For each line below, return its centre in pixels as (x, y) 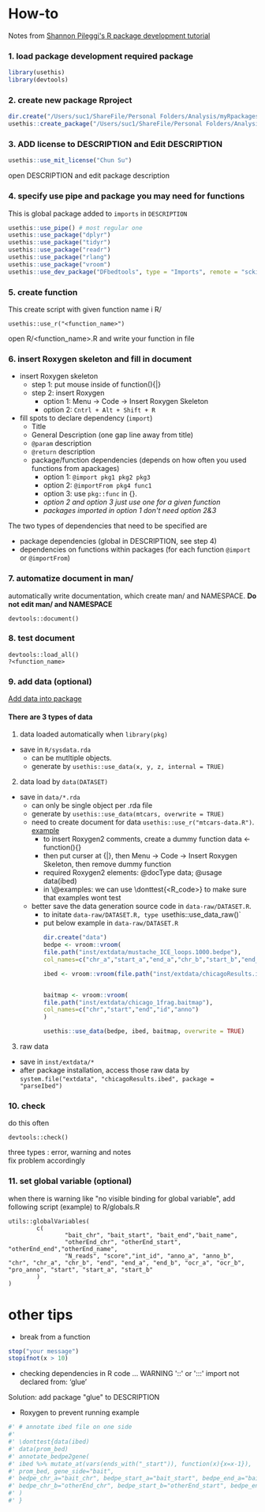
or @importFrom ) (45, 558)
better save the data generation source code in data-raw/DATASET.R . (141, 907)
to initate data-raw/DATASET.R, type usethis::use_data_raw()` (142, 914)
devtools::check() (38, 1138)
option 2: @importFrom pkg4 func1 (97, 485)
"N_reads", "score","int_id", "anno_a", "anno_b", (149, 1256)
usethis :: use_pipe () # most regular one (76, 228)
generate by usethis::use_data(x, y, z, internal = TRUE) (128, 767)
